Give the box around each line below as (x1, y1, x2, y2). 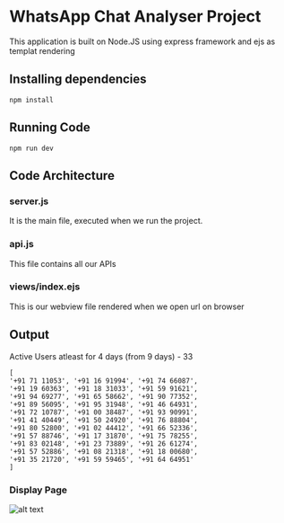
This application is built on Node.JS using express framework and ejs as (9, 36, 276, 47)
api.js (9, 238, 34, 251)
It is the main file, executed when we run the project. (9, 216, 203, 226)
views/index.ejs (9, 280, 81, 293)
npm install (9, 95, 54, 104)
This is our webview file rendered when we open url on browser (9, 301, 245, 312)
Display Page (9, 483, 68, 496)
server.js (9, 195, 49, 208)
